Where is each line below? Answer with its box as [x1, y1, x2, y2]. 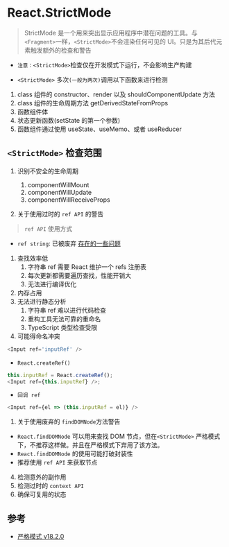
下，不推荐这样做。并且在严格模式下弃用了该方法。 [17, 441, 164, 449]
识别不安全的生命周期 [17, 166, 78, 175]
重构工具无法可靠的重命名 [27, 314, 101, 323]
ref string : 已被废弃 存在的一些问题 [17, 239, 121, 248]
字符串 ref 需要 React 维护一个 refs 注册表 [27, 262, 147, 271]
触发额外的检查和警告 [30, 46, 92, 54]
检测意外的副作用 [17, 473, 67, 481]
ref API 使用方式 [24, 224, 73, 233]
